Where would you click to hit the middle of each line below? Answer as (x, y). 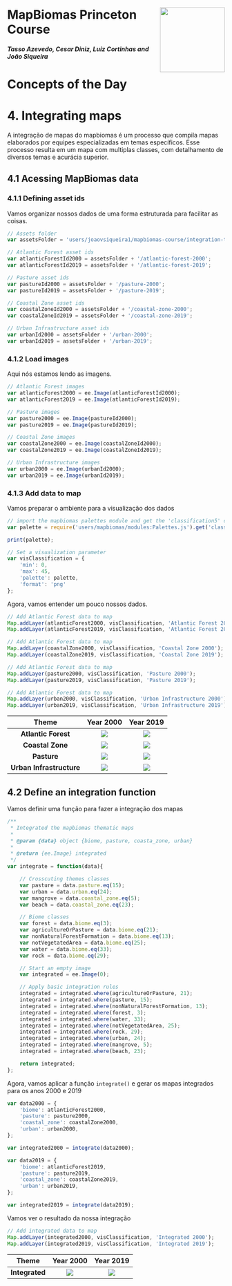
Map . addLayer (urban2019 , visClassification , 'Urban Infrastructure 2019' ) (117, 706)
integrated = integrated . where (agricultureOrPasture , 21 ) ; (106, 994)
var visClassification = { (46, 559)
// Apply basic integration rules (69, 987)
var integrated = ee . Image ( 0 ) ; (65, 974)
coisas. (17, 220)
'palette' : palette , (49, 578)
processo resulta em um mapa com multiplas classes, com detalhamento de (115, 149)
